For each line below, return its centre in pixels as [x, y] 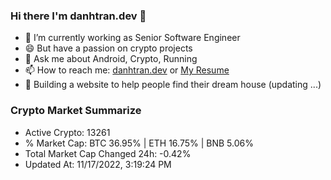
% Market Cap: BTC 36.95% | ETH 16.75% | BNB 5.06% [139, 143]
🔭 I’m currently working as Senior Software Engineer [132, 38]
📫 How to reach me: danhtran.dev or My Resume [127, 70]
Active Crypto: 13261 [67, 132]
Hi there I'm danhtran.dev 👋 [78, 16]
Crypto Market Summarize [76, 111]
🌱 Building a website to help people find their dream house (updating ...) [173, 85]
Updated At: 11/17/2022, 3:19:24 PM [98, 164]
